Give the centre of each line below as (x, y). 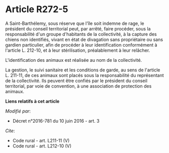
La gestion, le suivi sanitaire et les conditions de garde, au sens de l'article (83, 70)
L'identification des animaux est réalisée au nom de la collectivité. (74, 60)
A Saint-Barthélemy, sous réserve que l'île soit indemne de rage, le (75, 23)
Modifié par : (18, 111)
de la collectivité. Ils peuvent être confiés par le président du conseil (76, 81)
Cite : (10, 131)
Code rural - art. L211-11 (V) (41, 140)
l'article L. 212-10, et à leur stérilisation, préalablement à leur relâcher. (78, 50)
